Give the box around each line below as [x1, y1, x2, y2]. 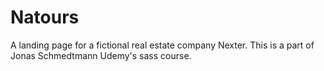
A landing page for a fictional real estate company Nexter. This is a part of [10, 39, 315, 51]
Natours [10, 6, 80, 29]
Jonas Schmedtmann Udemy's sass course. [10, 49, 192, 61]
